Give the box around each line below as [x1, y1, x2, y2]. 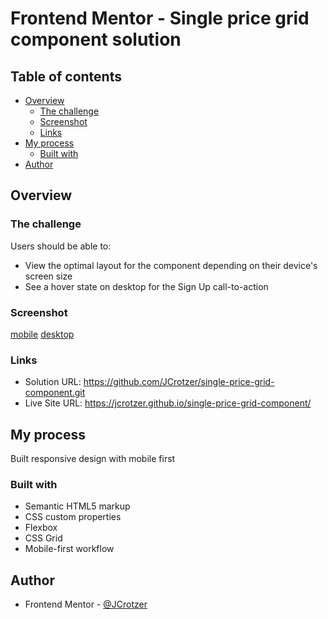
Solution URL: [24, 376, 82, 388]
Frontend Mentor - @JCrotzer [24, 598, 148, 611]
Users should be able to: [10, 240, 112, 252]
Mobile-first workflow [24, 543, 115, 555]
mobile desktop [10, 328, 75, 340]
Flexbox [24, 522, 58, 534]
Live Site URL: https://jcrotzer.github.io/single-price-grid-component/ [24, 397, 312, 409]
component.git [24, 387, 86, 399]
